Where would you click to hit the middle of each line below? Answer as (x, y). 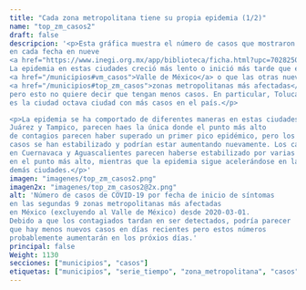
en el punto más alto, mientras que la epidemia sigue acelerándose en (148, 161)
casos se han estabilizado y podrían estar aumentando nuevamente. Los (148, 145)
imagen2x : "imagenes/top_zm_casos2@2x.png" (93, 187)
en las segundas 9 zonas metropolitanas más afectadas (116, 204)
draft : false (34, 35)
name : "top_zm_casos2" (52, 26)
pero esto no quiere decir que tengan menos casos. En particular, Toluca (154, 94)
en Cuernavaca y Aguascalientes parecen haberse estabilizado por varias (153, 153)
